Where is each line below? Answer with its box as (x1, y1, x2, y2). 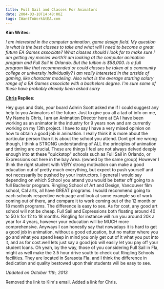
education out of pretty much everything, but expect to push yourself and (5, 167, 153, 173)
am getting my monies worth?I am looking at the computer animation (5, 55, 145, 61)
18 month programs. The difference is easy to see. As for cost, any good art (5, 203, 158, 209)
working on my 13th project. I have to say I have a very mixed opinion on (5, 125, 151, 131)
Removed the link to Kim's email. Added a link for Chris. (5, 279, 117, 285)
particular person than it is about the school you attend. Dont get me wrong (5, 136, 157, 142)
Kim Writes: (5, 30, 30, 36)
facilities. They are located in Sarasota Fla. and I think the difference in (5, 255, 147, 261)
